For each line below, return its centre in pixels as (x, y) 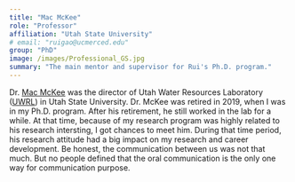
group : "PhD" (33, 51)
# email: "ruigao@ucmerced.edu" (69, 42)
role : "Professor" (43, 26)
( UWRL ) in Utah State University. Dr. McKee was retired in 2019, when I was (147, 101)
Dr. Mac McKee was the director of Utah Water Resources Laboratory (136, 92)
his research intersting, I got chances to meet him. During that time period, (145, 130)
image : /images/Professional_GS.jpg (77, 59)
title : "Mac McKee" (45, 17)
